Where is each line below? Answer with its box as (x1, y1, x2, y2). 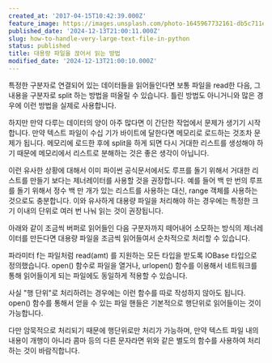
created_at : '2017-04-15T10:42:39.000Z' (8, 11, 147, 20)
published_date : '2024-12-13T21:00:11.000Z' (8, 27, 161, 35)
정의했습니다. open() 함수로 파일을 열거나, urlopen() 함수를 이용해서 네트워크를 (8, 260, 257, 270)
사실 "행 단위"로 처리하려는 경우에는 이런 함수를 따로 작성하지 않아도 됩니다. (8, 288, 246, 297)
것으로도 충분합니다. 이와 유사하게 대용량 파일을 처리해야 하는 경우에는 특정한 (8, 195, 251, 205)
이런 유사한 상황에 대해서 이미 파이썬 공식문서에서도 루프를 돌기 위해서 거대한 (8, 165, 251, 175)
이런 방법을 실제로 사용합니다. (23, 100, 117, 110)
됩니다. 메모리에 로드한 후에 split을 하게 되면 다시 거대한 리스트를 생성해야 (23, 138, 255, 147)
